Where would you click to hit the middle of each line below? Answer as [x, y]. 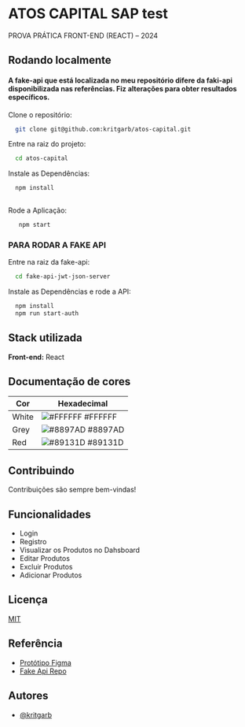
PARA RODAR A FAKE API [57, 245]
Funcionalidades [50, 514]
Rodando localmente [60, 60]
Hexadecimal [83, 404]
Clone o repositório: [40, 114]
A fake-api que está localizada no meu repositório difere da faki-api [121, 80]
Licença [28, 600]
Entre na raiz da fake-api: [49, 262]
